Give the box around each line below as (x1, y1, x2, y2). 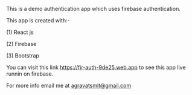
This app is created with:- (6, 17, 71, 24)
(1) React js (6, 28, 34, 36)
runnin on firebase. (6, 70, 54, 77)
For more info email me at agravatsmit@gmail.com (6, 82, 132, 89)
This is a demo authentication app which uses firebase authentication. (6, 5, 181, 12)
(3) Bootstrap (6, 52, 39, 59)
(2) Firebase (6, 41, 37, 47)
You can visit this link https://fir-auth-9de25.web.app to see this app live (6, 64, 186, 71)
